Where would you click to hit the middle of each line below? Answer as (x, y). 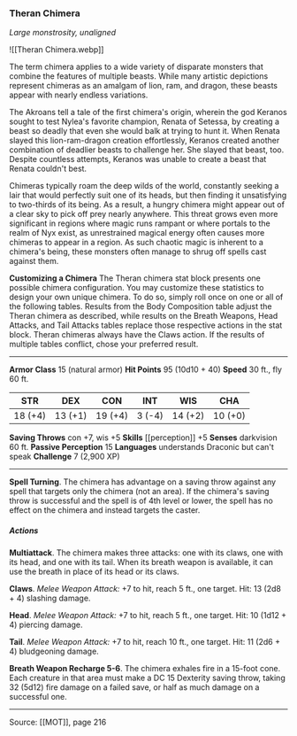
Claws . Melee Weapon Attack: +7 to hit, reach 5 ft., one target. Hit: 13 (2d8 (145, 589)
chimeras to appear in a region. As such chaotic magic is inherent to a (136, 243)
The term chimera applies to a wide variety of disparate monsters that (136, 67)
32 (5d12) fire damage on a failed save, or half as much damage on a (134, 687)
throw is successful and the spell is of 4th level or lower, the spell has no (141, 501)
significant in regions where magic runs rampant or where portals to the (140, 223)
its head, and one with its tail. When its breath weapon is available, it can (141, 562)
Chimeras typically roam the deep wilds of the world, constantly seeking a (144, 186)
